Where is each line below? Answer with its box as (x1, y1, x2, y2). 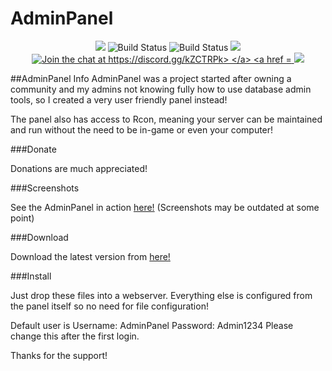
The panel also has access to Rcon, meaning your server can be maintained (10, 113, 323, 125)
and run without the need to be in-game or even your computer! (10, 123, 274, 136)
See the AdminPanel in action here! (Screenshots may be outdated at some (10, 201, 320, 213)
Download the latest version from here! (10, 250, 171, 262)
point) (10, 212, 35, 224)
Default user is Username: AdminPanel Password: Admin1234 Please (10, 319, 294, 331)
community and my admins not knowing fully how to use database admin (10, 83, 312, 95)
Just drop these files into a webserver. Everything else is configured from (10, 289, 313, 301)
